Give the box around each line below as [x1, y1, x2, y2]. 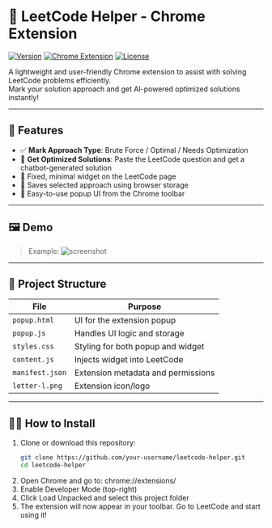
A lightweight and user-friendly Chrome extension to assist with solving [8, 66, 247, 76]
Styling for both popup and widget [74, 341, 205, 353]
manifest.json [12, 368, 67, 378]
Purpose [128, 301, 162, 312]
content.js [12, 355, 54, 365]
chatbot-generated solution [19, 163, 112, 172]
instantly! [8, 92, 39, 102]
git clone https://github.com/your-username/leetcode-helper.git [19, 454, 245, 462]
